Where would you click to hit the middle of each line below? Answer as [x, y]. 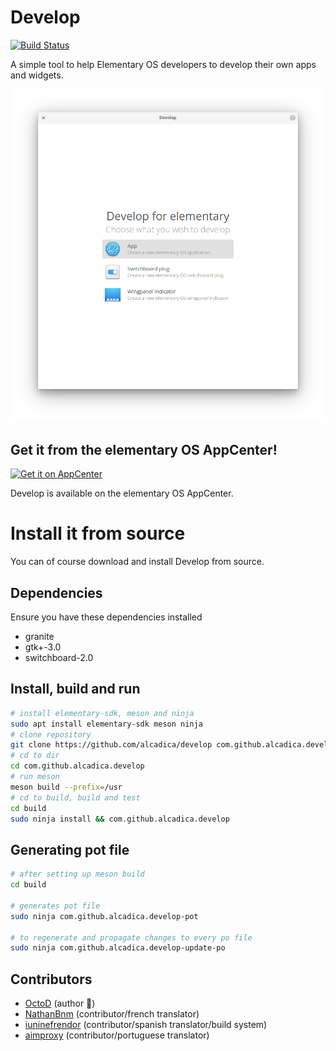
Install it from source [98, 533]
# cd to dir [35, 756]
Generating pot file [70, 849]
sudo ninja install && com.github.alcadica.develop [120, 819]
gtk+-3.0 [43, 647]
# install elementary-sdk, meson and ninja [102, 713]
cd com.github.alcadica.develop [77, 766]
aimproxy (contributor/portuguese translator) [117, 1035]
